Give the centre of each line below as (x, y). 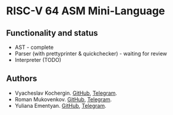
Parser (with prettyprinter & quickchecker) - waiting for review (91, 54)
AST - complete (34, 47)
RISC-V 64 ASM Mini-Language (86, 11)
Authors (22, 79)
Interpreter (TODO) (38, 60)
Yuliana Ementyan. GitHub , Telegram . (60, 105)
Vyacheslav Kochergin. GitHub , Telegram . (66, 93)
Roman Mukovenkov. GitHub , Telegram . (63, 99)
